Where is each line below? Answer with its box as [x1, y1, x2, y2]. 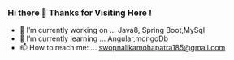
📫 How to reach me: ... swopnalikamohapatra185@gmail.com [19, 43, 226, 53]
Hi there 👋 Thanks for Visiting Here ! [7, 7, 152, 18]
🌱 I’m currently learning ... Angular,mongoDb [19, 34, 168, 43]
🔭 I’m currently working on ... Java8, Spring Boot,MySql [19, 26, 205, 35]
